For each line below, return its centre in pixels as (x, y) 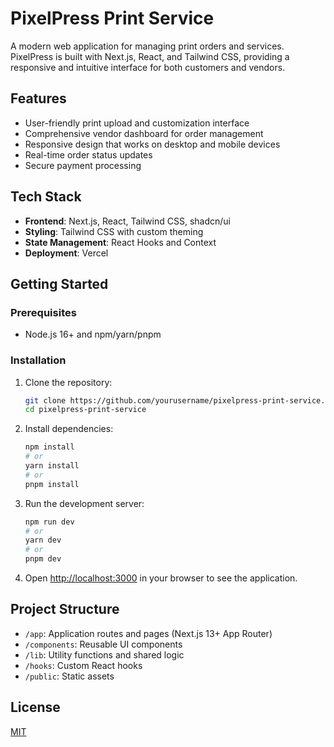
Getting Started (59, 283)
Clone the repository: (68, 382)
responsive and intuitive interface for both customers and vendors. (148, 67)
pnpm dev (43, 559)
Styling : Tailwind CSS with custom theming (114, 231)
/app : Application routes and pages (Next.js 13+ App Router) (148, 633)
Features (38, 98)
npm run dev (49, 522)
